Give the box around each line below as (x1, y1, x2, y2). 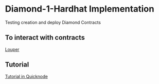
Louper (5, 46, 19, 52)
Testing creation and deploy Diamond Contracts (5, 19, 101, 25)
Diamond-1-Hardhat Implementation (5, 3, 155, 15)
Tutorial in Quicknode (5, 73, 48, 79)
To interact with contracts (5, 34, 85, 42)
